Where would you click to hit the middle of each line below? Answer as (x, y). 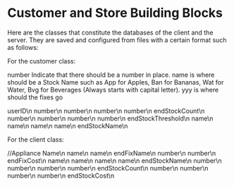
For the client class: (36, 139)
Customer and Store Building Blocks (115, 13)
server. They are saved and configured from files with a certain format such (117, 39)
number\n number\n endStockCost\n (61, 175)
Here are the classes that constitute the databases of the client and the (110, 32)
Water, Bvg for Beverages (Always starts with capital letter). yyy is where (113, 89)
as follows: (23, 47)
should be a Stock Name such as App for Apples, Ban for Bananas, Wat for (116, 82)
